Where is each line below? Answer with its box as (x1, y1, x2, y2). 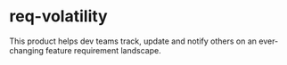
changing (9, 45, 45, 55)
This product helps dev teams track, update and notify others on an (9, 36, 257, 46)
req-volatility (9, 6, 109, 27)
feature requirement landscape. (45, 45, 162, 55)
